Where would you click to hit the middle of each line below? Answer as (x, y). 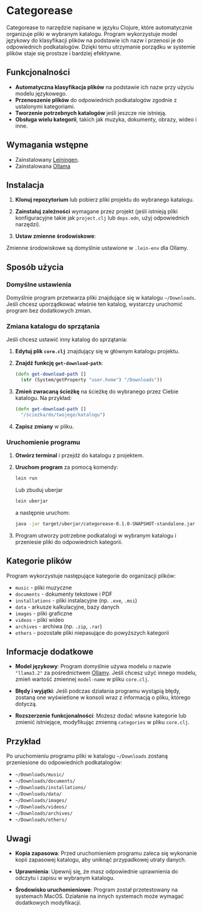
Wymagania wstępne (47, 145)
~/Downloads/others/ (41, 820)
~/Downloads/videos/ (41, 807)
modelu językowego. (41, 93)
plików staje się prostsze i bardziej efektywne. (64, 53)
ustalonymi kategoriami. (45, 106)
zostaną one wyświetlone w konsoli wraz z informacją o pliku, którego (103, 697)
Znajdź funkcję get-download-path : (59, 363)
